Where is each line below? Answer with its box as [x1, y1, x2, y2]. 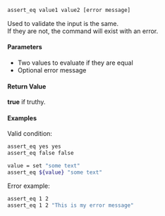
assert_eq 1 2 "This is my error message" [7, 201, 134, 209]
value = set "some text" [7, 163, 80, 170]
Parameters [7, 43, 42, 51]
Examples [7, 113, 37, 122]
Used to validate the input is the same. [7, 19, 119, 27]
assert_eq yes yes [7, 143, 61, 151]
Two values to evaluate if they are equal [17, 58, 134, 67]
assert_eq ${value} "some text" [7, 169, 102, 176]
